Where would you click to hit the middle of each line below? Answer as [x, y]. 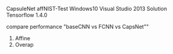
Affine [23, 38]
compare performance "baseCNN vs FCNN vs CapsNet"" [77, 27]
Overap [24, 45]
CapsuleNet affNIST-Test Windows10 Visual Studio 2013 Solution [87, 9]
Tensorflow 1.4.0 [27, 15]
